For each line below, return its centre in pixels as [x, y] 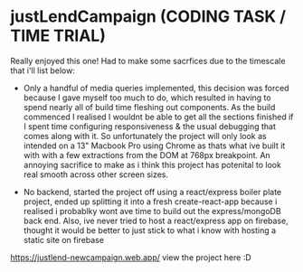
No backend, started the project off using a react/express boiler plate [152, 192]
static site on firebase [64, 239]
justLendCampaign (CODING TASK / [148, 17]
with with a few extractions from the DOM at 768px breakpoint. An [147, 155]
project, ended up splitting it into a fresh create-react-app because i [150, 202]
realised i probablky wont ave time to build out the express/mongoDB [152, 211]
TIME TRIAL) [58, 36]
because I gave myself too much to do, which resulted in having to [147, 98]
